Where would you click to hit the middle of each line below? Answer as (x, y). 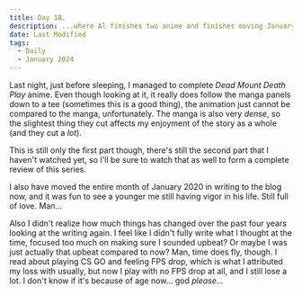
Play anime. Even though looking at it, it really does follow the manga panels (150, 94)
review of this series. (48, 169)
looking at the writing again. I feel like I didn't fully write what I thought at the (151, 233)
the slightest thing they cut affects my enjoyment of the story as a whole (143, 123)
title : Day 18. (38, 18)
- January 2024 (46, 59)
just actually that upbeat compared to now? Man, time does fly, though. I (143, 252)
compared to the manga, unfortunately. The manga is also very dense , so (145, 114)
